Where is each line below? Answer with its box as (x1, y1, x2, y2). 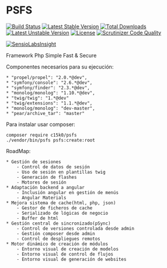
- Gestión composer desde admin (16, 230, 95, 236)
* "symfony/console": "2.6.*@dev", (6, 80, 93, 86)
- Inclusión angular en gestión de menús (16, 189, 119, 195)
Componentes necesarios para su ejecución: (6, 63, 114, 70)
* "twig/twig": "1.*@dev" (6, 95, 69, 101)
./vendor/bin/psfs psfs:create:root (6, 137, 95, 143)
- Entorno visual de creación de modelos (16, 246, 119, 252)
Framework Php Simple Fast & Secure (6, 52, 97, 59)
